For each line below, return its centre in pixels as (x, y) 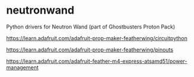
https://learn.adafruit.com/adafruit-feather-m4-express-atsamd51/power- (97, 61)
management (22, 67)
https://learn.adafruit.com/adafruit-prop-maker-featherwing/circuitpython (97, 38)
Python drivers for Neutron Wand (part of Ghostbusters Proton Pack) (91, 27)
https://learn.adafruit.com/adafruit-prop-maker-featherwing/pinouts (90, 49)
